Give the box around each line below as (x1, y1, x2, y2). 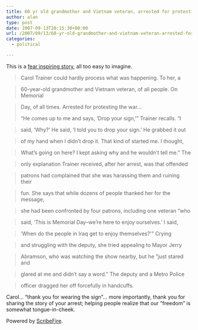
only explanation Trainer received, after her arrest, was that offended (20, 160, 189, 167)
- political (11, 42, 41, 48)
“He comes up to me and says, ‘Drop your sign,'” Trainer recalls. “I (20, 114, 181, 121)
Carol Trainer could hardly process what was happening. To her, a (20, 74, 181, 81)
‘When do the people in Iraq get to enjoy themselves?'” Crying (20, 230, 172, 237)
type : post (6, 19, 33, 25)
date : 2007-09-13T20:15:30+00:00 (6, 25, 88, 31)
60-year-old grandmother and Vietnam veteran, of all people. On (20, 85, 178, 93)
